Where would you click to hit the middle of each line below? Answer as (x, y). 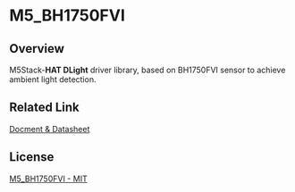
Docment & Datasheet (50, 129)
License (32, 157)
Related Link (44, 108)
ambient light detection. (53, 79)
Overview (37, 49)
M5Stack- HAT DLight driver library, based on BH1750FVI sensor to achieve (147, 70)
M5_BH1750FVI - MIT (48, 179)
